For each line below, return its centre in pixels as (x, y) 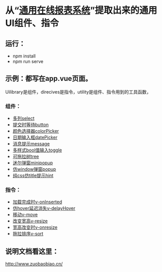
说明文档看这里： (32, 251)
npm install (24, 56)
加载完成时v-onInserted (37, 202)
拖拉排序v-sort (28, 234)
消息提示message (31, 144)
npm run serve (28, 61)
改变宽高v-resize (30, 221)
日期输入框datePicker (35, 137)
